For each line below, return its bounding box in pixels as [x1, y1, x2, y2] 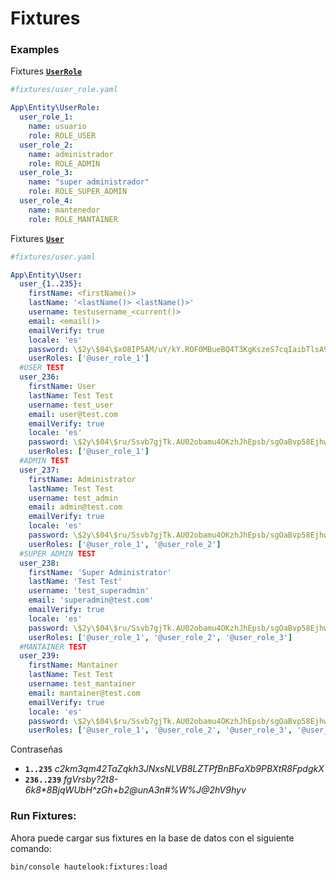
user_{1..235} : [19, 279, 83, 289]
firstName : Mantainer [28, 660, 118, 671]
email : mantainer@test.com [28, 688, 141, 698]
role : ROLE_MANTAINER [28, 214, 118, 224]
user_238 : [19, 558, 60, 568]
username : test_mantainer [28, 679, 137, 689]
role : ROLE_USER [28, 130, 97, 141]
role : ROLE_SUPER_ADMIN [28, 187, 128, 197]
